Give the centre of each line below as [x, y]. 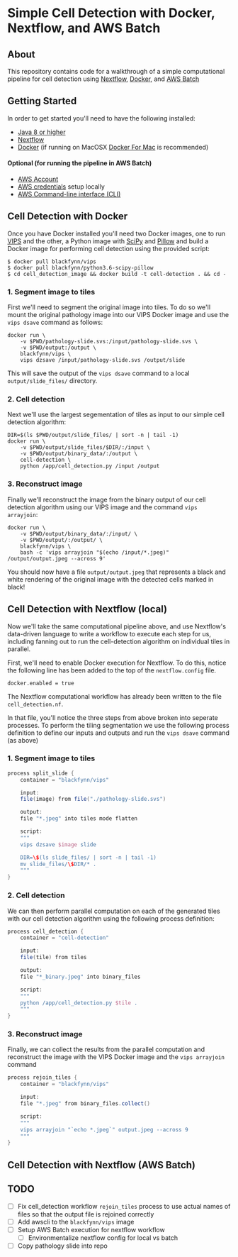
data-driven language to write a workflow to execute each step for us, [109, 633]
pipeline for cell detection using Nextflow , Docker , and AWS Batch [103, 79]
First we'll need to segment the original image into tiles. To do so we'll [109, 307]
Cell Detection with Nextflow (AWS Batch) [102, 1165]
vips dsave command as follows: [55, 322]
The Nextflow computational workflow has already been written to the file [114, 696]
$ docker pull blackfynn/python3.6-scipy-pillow [80, 267]
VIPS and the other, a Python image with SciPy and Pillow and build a [108, 241]
